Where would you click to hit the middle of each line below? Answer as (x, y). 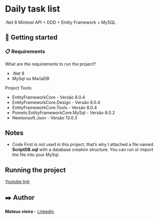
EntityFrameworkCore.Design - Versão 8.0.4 (56, 102)
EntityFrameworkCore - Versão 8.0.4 (49, 97)
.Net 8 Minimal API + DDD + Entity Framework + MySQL (60, 22)
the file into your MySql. (36, 155)
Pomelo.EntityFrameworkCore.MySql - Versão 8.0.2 (63, 113)
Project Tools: (19, 88)
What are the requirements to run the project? (50, 64)
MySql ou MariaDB (31, 78)
